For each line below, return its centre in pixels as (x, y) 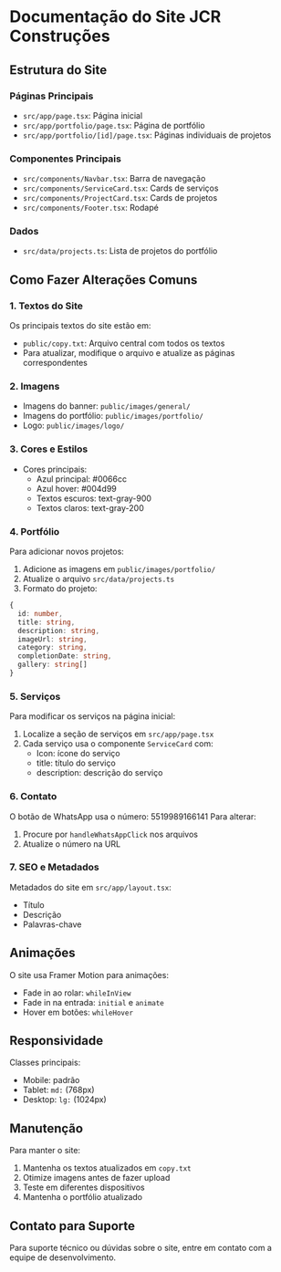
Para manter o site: (45, 1151)
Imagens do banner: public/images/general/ (106, 406)
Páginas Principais (52, 96)
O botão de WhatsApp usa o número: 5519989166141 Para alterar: (133, 816)
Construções (60, 36)
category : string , (53, 648)
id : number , (41, 613)
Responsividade (56, 1041)
